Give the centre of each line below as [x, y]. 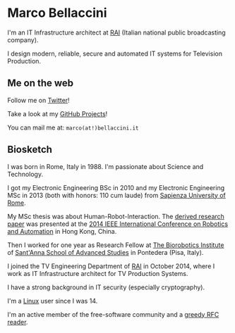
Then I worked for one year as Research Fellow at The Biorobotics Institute [116, 245]
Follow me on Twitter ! [38, 100]
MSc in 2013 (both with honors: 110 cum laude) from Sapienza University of [116, 195]
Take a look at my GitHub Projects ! [58, 113]
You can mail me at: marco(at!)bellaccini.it [73, 127]
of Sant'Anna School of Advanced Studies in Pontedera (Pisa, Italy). [106, 252]
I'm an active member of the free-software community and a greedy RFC [113, 314]
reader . [18, 322]
